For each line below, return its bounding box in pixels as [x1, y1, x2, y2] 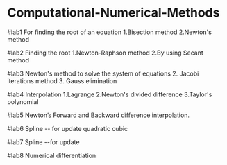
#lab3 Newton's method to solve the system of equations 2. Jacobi [7, 69, 199, 78]
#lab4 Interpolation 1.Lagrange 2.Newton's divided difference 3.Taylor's [7, 90, 212, 98]
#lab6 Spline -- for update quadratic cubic [7, 124, 128, 132]
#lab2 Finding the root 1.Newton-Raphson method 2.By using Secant [7, 49, 203, 57]
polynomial [7, 97, 39, 105]
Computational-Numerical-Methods [7, 5, 220, 21]
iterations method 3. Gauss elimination [7, 76, 117, 85]
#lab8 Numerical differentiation [7, 151, 96, 159]
